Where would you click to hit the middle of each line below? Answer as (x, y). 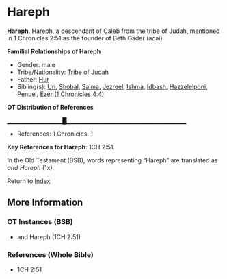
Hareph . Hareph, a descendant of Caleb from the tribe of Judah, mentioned (113, 31)
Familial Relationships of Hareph (54, 51)
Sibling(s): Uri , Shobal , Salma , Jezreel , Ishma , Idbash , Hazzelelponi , (112, 86)
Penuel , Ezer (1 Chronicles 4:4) (61, 94)
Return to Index (29, 181)
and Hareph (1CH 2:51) (49, 236)
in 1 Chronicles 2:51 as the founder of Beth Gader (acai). (86, 38)
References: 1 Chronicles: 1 (55, 134)
